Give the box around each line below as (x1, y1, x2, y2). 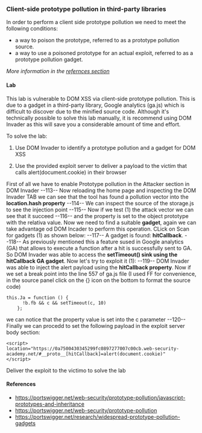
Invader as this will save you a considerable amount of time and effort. (6, 120, 181, 128)
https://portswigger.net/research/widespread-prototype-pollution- (14, 413, 180, 420)
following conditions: (6, 25, 58, 32)
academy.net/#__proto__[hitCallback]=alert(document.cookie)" (6, 351, 166, 357)
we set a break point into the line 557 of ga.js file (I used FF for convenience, (6, 270, 197, 277)
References (6, 380, 36, 388)
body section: (6, 329, 40, 336)
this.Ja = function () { (6, 295, 69, 301)
